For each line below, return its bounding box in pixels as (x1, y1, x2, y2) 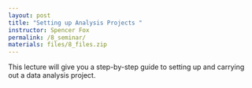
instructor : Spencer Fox (8, 26, 90, 34)
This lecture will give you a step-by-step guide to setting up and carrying (8, 62, 245, 71)
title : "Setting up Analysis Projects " (8, 19, 143, 27)
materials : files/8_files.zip (8, 41, 108, 49)
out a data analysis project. (8, 71, 96, 80)
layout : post (8, 11, 51, 20)
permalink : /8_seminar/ (8, 33, 87, 42)
